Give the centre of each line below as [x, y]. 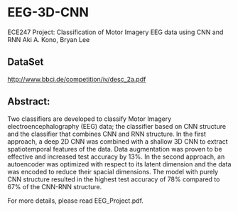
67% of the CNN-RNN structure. [55, 186]
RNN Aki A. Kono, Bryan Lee [49, 39]
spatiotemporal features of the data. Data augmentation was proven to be [115, 149]
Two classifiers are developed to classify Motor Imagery [90, 119]
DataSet [26, 62]
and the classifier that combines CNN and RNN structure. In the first [107, 134]
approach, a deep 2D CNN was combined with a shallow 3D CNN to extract [118, 141]
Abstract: [29, 101]
